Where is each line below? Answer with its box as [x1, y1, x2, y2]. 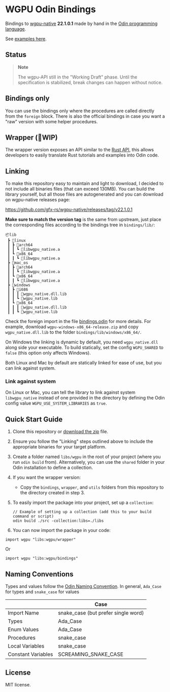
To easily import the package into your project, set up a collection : [12, 499, 154, 505]
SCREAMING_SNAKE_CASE [58, 651, 123, 658]
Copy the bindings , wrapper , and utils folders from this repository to [20, 484, 164, 490]
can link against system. [5, 365, 56, 371]
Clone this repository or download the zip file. [12, 429, 108, 435]
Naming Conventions [5, 570, 74, 578]
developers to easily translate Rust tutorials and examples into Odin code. [5, 152, 159, 158]
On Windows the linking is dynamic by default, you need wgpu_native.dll [5, 339, 158, 345]
